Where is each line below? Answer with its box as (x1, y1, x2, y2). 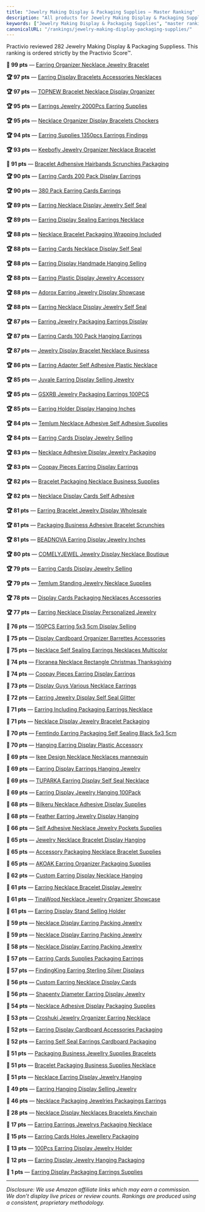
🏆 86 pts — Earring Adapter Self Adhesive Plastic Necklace (6, 362, 157, 369)
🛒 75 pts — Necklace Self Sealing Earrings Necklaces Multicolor (6, 646, 168, 654)
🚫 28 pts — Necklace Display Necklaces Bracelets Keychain (6, 1109, 157, 1117)
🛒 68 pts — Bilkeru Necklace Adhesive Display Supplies (6, 801, 146, 808)
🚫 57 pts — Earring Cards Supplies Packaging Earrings (6, 955, 144, 962)
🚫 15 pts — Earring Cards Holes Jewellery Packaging (6, 1133, 139, 1140)
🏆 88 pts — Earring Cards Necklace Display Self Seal (6, 245, 142, 253)
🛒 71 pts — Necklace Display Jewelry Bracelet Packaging (6, 717, 150, 725)
